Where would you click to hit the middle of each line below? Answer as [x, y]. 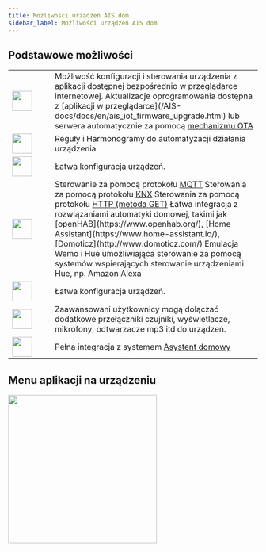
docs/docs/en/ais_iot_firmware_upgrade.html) [141, 116]
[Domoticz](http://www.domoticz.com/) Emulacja [147, 244]
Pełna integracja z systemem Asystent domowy [143, 347]
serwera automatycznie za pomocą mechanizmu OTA [154, 126]
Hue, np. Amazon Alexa [98, 274]
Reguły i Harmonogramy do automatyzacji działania [150, 139]
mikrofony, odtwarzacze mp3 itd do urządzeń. [141, 329]
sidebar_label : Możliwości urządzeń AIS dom [83, 23]
